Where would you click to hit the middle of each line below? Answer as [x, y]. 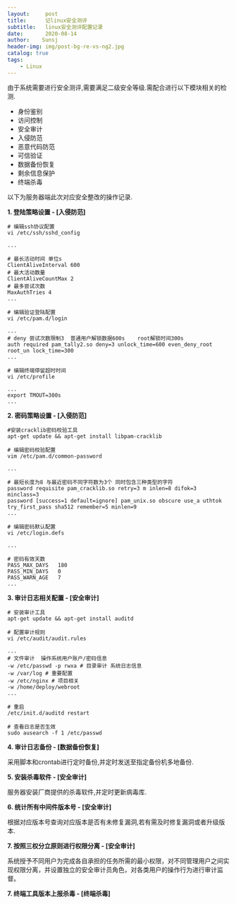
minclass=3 [23, 494]
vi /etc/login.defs [36, 533]
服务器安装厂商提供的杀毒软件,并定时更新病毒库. [77, 792]
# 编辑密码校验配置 [32, 450]
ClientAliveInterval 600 [44, 265]
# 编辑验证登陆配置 [32, 312]
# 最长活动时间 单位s [35, 258]
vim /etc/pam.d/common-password [55, 456]
